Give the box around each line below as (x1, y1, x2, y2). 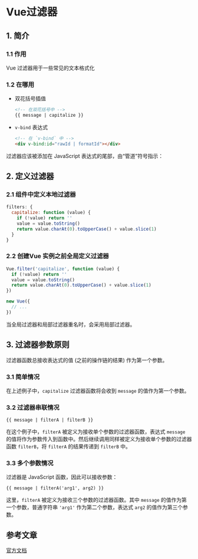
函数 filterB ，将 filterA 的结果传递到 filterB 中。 (6, 443, 131, 450)
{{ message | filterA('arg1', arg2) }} (6, 485, 104, 491)
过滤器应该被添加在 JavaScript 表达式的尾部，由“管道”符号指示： (6, 152, 164, 159)
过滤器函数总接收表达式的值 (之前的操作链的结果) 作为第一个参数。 (6, 356, 168, 363)
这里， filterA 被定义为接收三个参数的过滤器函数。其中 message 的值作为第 (6, 496, 187, 504)
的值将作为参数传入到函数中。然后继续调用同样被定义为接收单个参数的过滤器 (6, 436, 192, 443)
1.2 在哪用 (6, 80, 34, 88)
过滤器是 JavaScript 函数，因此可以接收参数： (6, 473, 118, 481)
